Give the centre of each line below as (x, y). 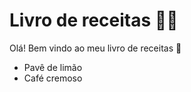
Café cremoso (53, 78)
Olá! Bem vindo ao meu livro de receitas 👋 (95, 48)
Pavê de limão (53, 67)
